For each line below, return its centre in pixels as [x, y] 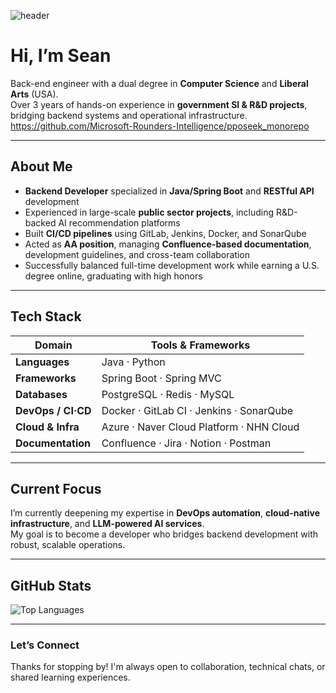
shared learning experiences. [70, 677]
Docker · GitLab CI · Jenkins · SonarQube [197, 410]
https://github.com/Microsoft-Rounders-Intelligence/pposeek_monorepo [160, 126]
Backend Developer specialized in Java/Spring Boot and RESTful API [169, 191]
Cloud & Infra [47, 427]
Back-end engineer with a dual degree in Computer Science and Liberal [159, 83]
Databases [41, 394]
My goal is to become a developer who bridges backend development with [164, 534]
